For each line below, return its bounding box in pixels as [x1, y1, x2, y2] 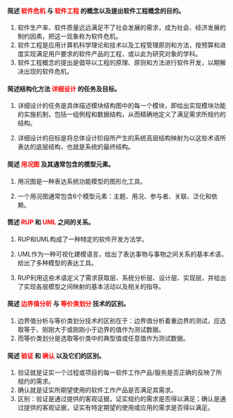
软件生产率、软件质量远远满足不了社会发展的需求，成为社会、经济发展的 [17, 23, 226, 32]
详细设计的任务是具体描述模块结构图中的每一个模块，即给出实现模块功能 [17, 102, 226, 110]
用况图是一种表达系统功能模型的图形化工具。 [17, 177, 147, 185]
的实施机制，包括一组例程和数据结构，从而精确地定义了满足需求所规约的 [17, 110, 226, 119]
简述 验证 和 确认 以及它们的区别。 [7, 351, 106, 360]
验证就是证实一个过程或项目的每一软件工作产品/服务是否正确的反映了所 [17, 368, 223, 377]
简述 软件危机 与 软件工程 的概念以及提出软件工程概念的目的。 [7, 6, 185, 15]
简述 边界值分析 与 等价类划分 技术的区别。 [7, 299, 130, 308]
